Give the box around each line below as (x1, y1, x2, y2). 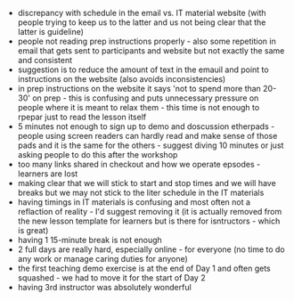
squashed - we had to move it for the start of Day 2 (17, 273, 207, 283)
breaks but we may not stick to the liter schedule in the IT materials (17, 187, 265, 198)
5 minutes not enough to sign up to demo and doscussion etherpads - (17, 121, 275, 132)
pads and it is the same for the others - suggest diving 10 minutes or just (17, 140, 284, 150)
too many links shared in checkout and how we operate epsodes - (17, 159, 261, 169)
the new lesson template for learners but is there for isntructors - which (17, 216, 281, 226)
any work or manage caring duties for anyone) (17, 254, 189, 264)
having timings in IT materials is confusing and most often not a (17, 197, 251, 207)
